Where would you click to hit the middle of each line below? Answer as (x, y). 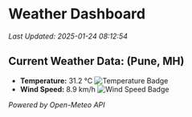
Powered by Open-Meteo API (57, 104)
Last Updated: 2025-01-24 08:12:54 (68, 36)
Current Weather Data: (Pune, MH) (96, 61)
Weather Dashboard (77, 14)
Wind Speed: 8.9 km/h (58, 89)
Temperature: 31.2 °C (56, 80)
